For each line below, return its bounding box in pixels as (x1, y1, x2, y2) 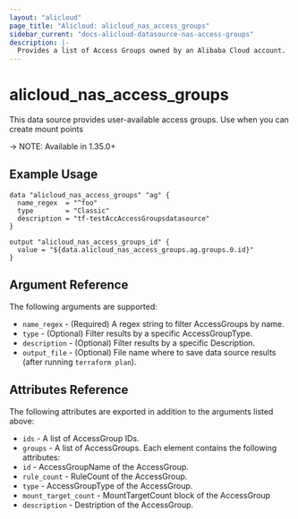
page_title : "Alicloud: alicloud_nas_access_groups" (9, 21, 210, 30)
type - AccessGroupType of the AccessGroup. (21, 480, 193, 491)
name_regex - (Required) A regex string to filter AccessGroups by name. (21, 318, 285, 329)
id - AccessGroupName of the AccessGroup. (21, 461, 190, 472)
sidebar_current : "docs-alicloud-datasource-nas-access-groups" (9, 29, 254, 38)
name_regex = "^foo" (17, 198, 98, 207)
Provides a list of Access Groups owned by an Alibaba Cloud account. (17, 46, 286, 55)
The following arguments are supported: (9, 301, 158, 312)
